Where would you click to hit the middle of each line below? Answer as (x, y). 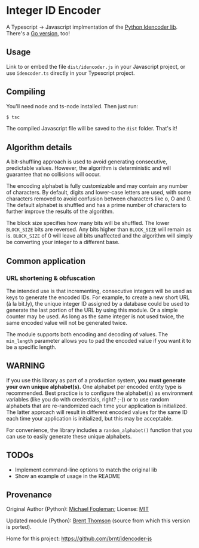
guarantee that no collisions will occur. (53, 175)
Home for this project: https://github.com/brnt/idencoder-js (79, 538)
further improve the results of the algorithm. (60, 211)
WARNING (26, 366)
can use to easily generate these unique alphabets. (69, 436)
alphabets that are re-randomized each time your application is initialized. (97, 406)
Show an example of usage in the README (68, 476)
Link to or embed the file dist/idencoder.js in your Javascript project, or (96, 66)
